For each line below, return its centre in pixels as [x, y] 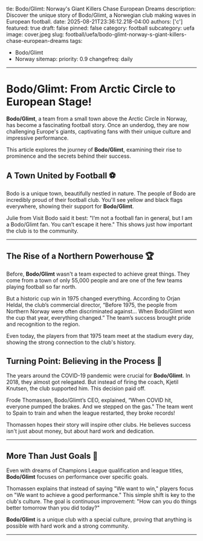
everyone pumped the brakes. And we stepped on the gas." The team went [100, 407]
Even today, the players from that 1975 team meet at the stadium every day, [100, 335]
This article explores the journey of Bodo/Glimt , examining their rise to [94, 149]
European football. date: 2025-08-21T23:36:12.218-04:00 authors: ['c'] [95, 21]
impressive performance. [37, 138]
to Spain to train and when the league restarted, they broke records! [91, 413]
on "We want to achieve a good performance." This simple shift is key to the [101, 495]
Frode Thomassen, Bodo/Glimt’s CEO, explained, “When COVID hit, [89, 400]
